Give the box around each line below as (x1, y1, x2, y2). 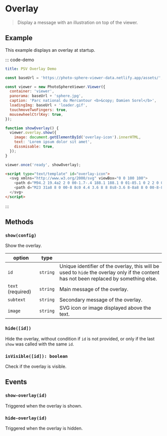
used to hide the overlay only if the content (59, 269, 160, 276)
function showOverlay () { (5, 125, 59, 131)
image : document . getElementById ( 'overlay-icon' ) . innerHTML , (14, 135, 141, 140)
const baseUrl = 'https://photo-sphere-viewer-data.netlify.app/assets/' (5, 75, 162, 80)
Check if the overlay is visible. (5, 363, 67, 369)
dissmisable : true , (14, 144, 55, 149)
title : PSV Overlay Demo (5, 66, 57, 71)
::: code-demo (5, 57, 34, 63)
